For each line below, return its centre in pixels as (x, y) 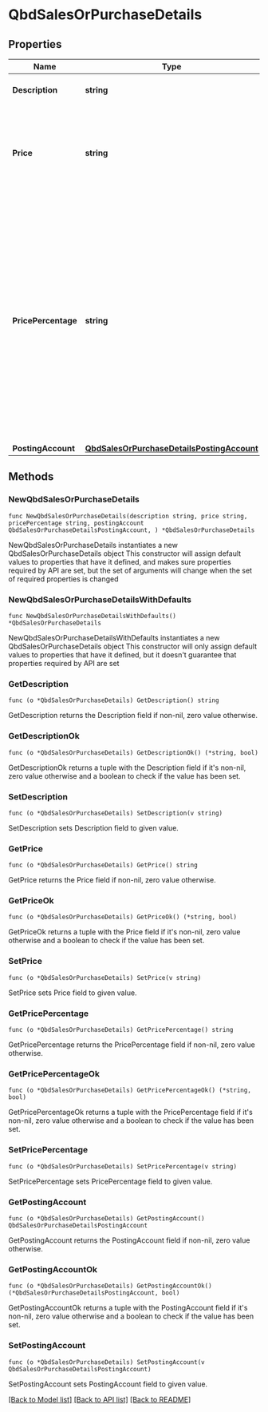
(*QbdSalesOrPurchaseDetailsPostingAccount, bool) (94, 1293)
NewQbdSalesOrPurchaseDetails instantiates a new (93, 545)
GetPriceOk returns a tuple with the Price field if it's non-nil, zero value (124, 932)
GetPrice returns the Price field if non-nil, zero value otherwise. (112, 880)
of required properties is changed (63, 579)
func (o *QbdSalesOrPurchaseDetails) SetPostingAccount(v (106, 1362)
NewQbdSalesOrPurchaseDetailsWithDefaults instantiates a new (114, 637)
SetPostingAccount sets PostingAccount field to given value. (108, 1384)
